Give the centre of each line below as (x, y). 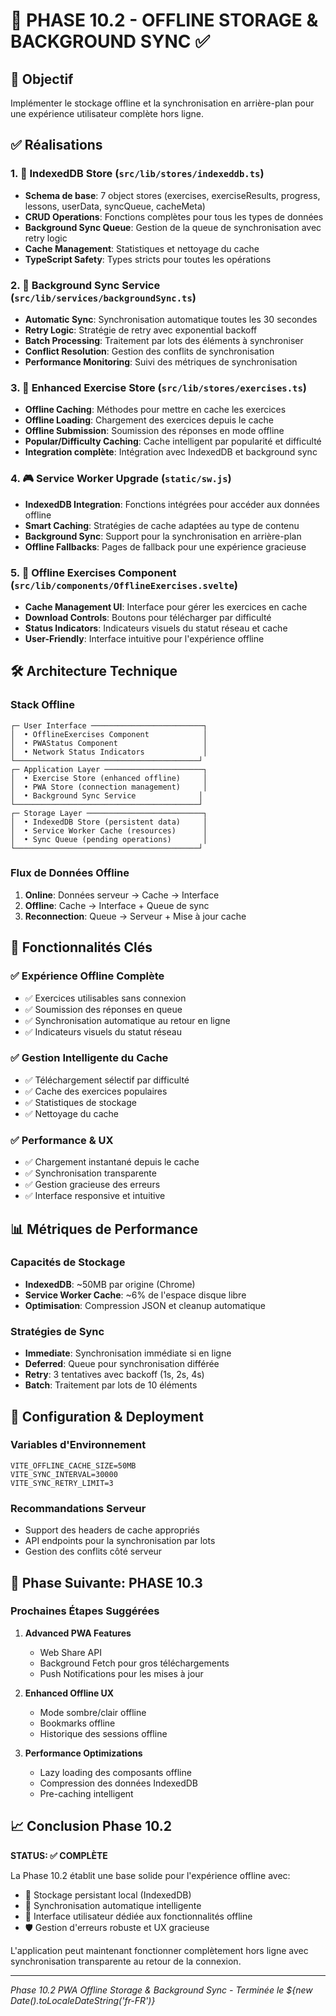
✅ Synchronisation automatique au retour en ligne (127, 1020)
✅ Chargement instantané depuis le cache (112, 1162)
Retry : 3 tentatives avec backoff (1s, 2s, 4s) (114, 1375)
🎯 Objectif (42, 79)
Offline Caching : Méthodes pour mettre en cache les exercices (155, 410)
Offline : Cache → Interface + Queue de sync (117, 905)
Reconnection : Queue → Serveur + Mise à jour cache (135, 916)
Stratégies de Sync (57, 1331)
